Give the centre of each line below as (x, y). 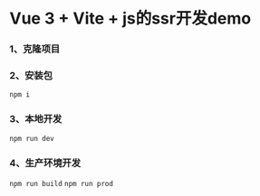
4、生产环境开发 (45, 163)
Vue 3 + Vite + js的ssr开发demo (130, 19)
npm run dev (32, 138)
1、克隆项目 (35, 49)
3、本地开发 (36, 119)
